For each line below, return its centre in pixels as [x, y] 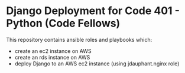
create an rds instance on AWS [52, 57]
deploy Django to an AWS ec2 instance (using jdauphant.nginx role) [97, 64]
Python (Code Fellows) [63, 23]
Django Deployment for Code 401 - [93, 11]
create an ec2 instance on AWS [53, 51]
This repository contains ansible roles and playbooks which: [79, 39]
